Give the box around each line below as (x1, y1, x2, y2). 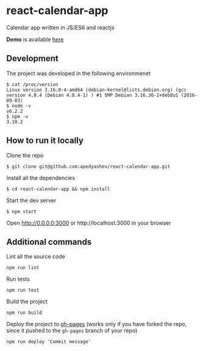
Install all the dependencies (6, 174, 75, 181)
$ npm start (6, 208, 37, 214)
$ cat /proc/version (6, 81, 59, 87)
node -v (12, 103, 32, 109)
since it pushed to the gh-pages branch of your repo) (6, 327, 138, 335)
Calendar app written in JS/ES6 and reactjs (6, 24, 115, 31)
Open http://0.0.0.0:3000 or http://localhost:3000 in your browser (6, 219, 171, 226)
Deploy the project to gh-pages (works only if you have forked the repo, (6, 320, 187, 328)
